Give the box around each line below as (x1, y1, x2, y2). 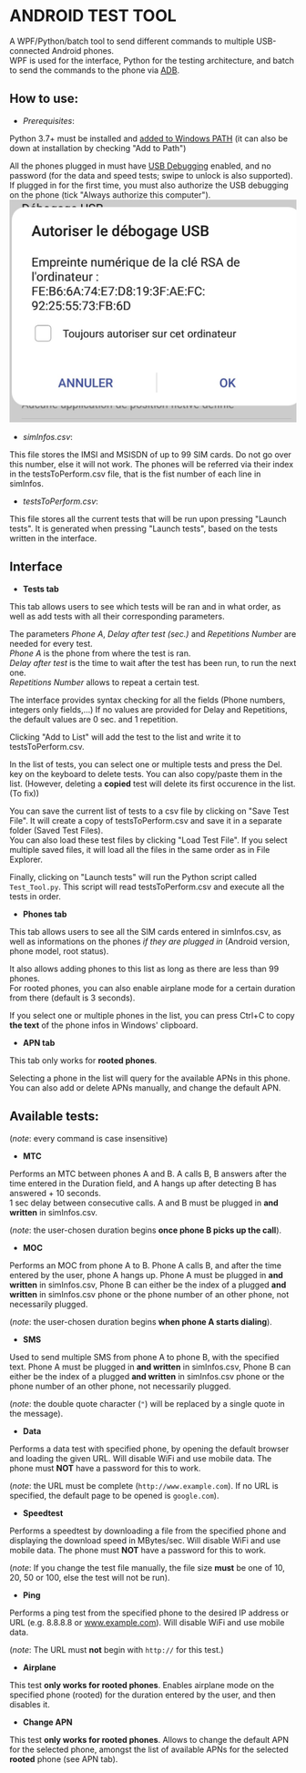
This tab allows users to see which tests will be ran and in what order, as (9, 600, 281, 611)
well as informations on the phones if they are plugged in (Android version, (9, 936, 290, 947)
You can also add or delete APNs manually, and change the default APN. (9, 1081, 281, 1093)
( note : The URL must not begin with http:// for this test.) (9, 1644, 225, 1655)
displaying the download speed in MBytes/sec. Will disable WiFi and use (9, 1534, 280, 1545)
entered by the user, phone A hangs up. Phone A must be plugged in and (9, 1269, 284, 1280)
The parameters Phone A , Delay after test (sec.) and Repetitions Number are (9, 628, 297, 639)
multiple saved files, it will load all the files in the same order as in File (9, 844, 270, 855)
